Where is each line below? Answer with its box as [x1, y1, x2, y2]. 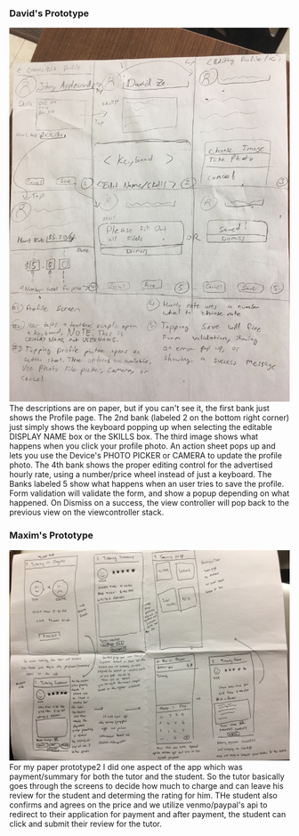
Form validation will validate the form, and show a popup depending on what [9, 488, 290, 499]
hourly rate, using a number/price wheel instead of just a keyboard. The [9, 469, 272, 480]
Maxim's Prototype [9, 529, 93, 541]
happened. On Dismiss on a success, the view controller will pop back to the [9, 498, 289, 508]
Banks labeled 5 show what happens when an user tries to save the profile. [9, 479, 285, 490]
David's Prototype [9, 7, 90, 20]
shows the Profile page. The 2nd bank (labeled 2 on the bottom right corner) [9, 412, 290, 423]
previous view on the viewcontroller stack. [9, 507, 165, 518]
